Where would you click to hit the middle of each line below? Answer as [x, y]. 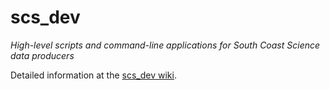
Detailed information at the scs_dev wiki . [93, 75]
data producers [42, 55]
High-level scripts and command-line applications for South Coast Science [165, 45]
